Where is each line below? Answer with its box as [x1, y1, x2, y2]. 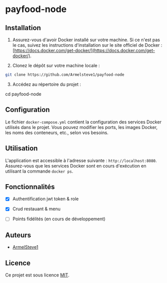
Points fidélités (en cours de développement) [12, 216, 106, 222]
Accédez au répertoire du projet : [12, 81, 81, 87]
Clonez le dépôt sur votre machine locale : [12, 63, 100, 68]
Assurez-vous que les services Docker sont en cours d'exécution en [5, 163, 146, 169]
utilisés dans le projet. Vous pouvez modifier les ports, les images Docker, [5, 124, 158, 130]
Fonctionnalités [5, 182, 55, 191]
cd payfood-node [5, 91, 42, 97]
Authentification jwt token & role [12, 196, 79, 202]
